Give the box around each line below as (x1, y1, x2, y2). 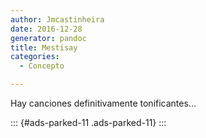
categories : (10, 52, 60, 62)
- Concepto (19, 61, 65, 71)
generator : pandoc (10, 33, 87, 43)
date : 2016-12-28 (10, 24, 83, 34)
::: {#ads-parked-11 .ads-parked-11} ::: (10, 117, 167, 128)
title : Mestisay (10, 42, 78, 53)
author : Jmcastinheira (10, 14, 105, 25)
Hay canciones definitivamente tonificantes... (10, 97, 197, 109)
